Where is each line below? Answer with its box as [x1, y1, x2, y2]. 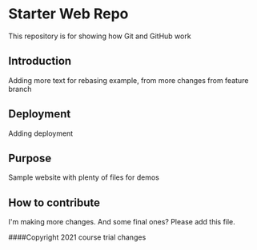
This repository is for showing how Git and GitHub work [8, 31, 191, 41]
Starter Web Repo [8, 5, 129, 23]
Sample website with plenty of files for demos [8, 173, 160, 182]
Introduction [8, 54, 72, 68]
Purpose [8, 151, 52, 165]
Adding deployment [8, 129, 74, 138]
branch [8, 84, 32, 93]
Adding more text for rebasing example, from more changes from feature [8, 75, 249, 85]
